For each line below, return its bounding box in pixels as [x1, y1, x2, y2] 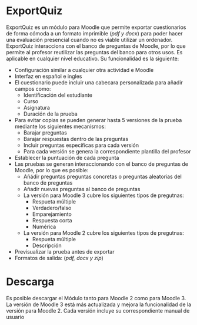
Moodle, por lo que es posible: [14, 166, 89, 173]
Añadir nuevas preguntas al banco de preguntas [23, 185, 141, 192]
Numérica [32, 223, 56, 230]
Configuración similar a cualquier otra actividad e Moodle [14, 66, 154, 73]
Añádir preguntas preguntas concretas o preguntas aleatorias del [23, 173, 182, 180]
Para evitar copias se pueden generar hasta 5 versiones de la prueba [14, 116, 182, 123]
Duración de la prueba [23, 110, 78, 117]
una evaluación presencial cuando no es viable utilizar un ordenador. [6, 36, 173, 43]
